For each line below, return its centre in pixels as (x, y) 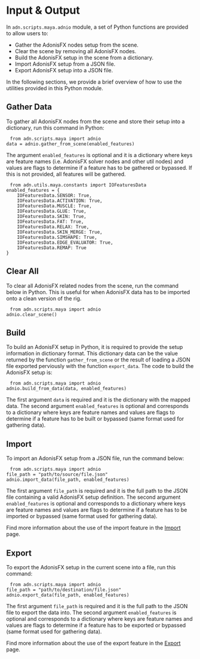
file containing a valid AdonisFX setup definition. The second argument (93, 497)
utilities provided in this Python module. (55, 88)
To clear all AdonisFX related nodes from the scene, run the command (93, 286)
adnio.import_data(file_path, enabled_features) (68, 480)
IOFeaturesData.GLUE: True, (52, 211)
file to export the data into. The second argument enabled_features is (91, 612)
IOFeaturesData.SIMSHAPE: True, (57, 237)
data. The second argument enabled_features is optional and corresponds (98, 406)
